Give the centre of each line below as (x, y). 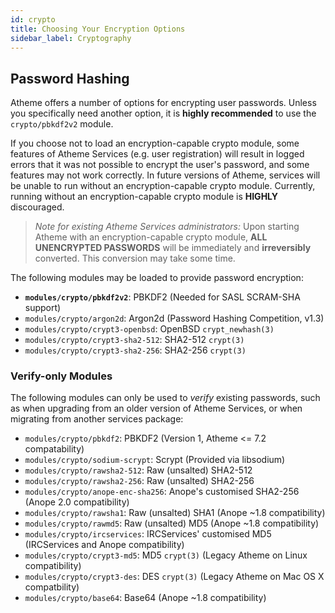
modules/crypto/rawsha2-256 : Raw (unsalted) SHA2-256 (139, 481)
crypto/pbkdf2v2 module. (62, 124)
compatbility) (52, 587)
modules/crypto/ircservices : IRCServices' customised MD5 (148, 534)
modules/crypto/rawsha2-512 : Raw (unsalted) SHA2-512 (138, 470)
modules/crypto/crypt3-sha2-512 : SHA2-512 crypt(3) (134, 340)
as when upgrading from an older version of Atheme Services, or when (156, 408)
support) (43, 308)
